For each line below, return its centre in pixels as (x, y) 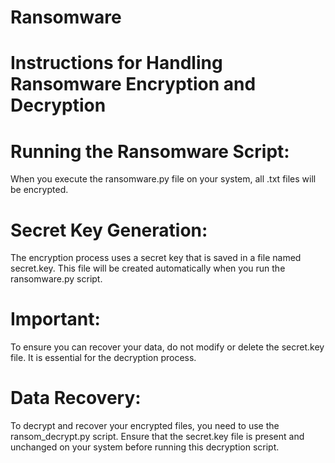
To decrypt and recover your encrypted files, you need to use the (145, 426)
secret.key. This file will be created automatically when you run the (148, 268)
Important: (55, 319)
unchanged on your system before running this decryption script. (145, 447)
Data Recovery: (76, 398)
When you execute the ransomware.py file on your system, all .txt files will (163, 179)
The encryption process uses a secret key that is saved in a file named (156, 258)
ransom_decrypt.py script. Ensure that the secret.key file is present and (157, 437)
